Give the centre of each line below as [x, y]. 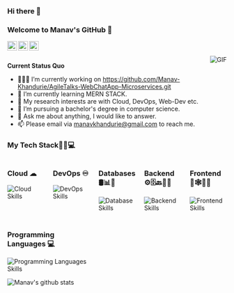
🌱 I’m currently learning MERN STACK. [72, 94]
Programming [31, 235]
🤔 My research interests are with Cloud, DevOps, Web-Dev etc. [108, 102]
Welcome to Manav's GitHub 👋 [60, 29]
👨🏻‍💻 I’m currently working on [59, 79]
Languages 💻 [31, 244]
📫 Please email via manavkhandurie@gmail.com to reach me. [106, 124]
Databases [117, 173]
